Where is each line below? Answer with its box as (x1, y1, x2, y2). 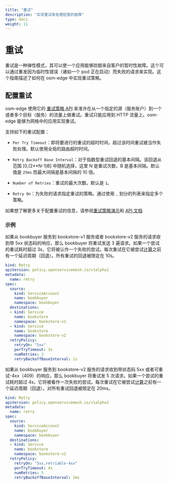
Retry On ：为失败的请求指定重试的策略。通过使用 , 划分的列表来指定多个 (12, 191, 163, 197)
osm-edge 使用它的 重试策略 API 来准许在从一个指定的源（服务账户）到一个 (5, 105, 162, 111)
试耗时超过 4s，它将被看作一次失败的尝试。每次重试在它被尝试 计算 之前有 (5, 379, 157, 385)
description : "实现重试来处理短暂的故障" (5, 12, 84, 17)
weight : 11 (5, 21, 28, 27)
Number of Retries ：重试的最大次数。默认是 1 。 (12, 180, 112, 186)
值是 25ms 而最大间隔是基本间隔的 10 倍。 (12, 169, 98, 175)
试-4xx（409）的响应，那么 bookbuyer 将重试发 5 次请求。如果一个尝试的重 (5, 373, 163, 379)
